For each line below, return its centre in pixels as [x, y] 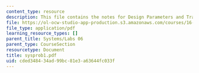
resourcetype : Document [36, 50]
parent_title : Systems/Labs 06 [45, 39]
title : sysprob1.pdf [32, 55]
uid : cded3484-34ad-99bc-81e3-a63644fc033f [61, 61]
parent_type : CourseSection [41, 45]
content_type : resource [36, 11]
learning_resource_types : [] [42, 34]
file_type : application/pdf [41, 28]
